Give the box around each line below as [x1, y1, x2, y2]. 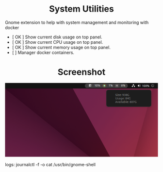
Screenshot [57, 67, 106, 78]
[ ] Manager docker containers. [12, 50, 74, 55]
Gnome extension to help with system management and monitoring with [5, 19, 149, 25]
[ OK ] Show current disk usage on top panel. [12, 34, 103, 40]
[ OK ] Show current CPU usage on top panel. [12, 39, 103, 45]
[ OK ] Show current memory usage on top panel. [12, 44, 111, 50]
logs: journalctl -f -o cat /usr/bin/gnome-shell [5, 161, 96, 167]
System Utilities [49, 3, 114, 15]
